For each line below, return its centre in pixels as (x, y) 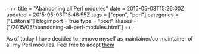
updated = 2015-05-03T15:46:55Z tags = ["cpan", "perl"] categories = (92, 15)
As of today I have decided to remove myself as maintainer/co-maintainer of (99, 38)
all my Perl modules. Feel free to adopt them (60, 45)
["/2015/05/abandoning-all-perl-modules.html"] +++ (71, 27)
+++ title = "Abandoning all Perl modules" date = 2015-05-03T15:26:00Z (95, 9)
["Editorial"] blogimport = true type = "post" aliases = (71, 21)
